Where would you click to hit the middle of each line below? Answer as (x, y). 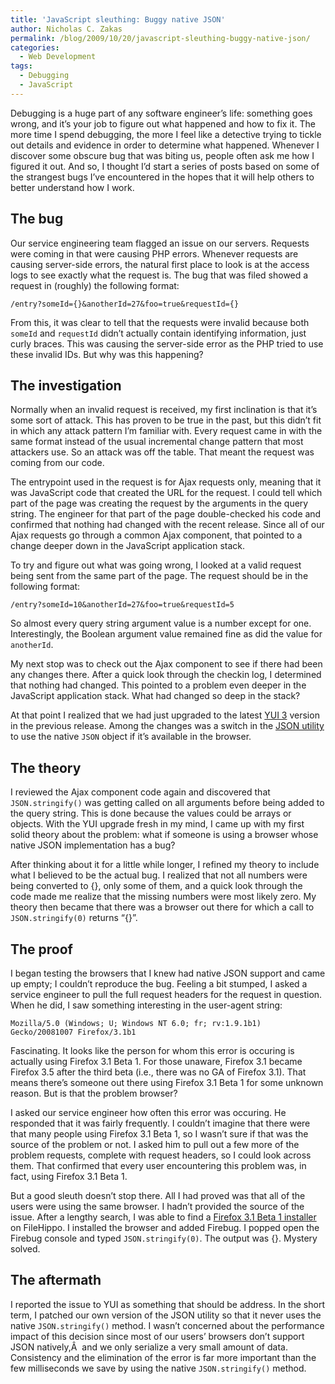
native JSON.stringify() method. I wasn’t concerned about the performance (167, 1325)
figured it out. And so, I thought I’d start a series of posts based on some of (165, 166)
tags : (21, 66)
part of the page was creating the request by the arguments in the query (159, 503)
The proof (41, 949)
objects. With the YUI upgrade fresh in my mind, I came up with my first (157, 824)
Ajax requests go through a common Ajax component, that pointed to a (156, 535)
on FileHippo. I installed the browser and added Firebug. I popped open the (165, 1227)
